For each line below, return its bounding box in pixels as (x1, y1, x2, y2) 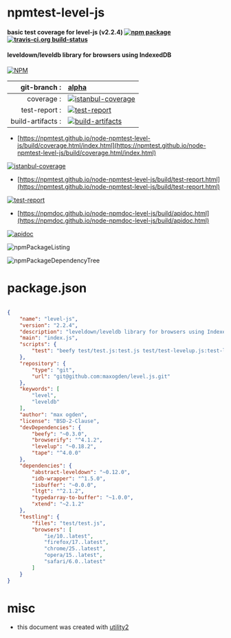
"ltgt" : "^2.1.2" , (32, 488, 85, 495)
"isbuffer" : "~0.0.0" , (32, 481, 97, 488)
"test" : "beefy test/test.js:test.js (32, 348, 140, 354)
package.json (7, 280, 87, 296)
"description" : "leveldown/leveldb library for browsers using (19, 328, 205, 335)
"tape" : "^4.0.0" (32, 450, 81, 457)
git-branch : (20, 82, 62, 92)
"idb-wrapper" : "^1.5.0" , (32, 475, 107, 482)
